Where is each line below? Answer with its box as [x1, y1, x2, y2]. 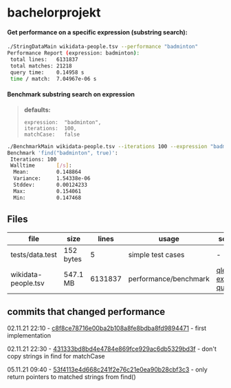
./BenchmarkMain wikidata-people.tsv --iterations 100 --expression [7, 143, 208, 150]
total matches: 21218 [10, 63, 72, 70]
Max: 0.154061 [13, 187, 81, 194]
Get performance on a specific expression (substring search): [7, 28, 188, 36]
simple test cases [128, 249, 185, 259]
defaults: [23, 105, 51, 114]
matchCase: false [23, 131, 80, 138]
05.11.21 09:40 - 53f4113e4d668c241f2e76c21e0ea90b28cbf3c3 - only [7, 365, 208, 374]
